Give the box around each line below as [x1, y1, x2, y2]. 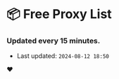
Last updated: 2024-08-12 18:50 [16, 52, 110, 60]
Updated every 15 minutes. [6, 36, 101, 46]
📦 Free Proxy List [6, 6, 112, 22]
